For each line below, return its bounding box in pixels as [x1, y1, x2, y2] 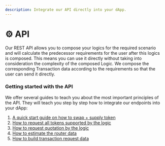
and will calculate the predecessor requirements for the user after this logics [5, 50, 160, 56]
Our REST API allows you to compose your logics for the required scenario [5, 45, 156, 51]
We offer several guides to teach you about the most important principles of [5, 94, 159, 100]
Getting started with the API [5, 83, 73, 90]
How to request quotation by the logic [12, 125, 89, 131]
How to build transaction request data [12, 135, 89, 141]
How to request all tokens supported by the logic [12, 119, 111, 126]
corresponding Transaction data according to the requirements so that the [5, 66, 156, 72]
